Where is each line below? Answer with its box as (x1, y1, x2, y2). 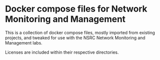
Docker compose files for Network (5, 3, 148, 15)
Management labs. (5, 40, 42, 45)
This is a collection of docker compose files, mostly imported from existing (5, 30, 155, 35)
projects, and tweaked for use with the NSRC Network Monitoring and (5, 35, 145, 41)
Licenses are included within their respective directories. (5, 49, 119, 55)
